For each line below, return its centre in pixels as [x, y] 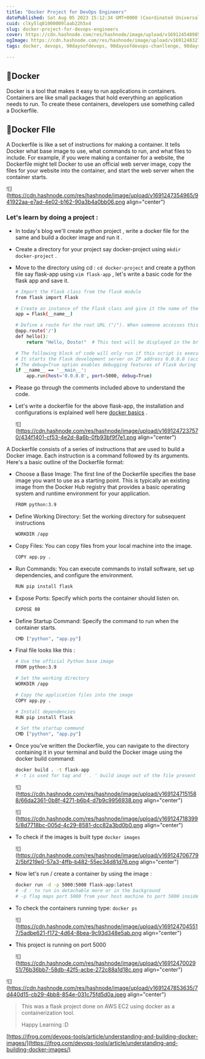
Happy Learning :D [45, 1024]
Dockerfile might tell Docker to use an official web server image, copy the [99, 164]
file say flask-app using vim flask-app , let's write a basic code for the [103, 274]
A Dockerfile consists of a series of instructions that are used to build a [95, 449]
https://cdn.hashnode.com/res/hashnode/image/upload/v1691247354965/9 [103, 195]
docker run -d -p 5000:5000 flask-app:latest [74, 885]
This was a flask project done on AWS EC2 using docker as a [98, 1006]
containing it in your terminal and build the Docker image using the [99, 752]
